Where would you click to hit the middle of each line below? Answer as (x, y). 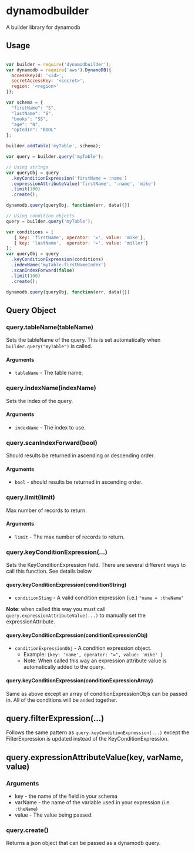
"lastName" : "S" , (33, 113)
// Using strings (27, 167)
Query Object (31, 310)
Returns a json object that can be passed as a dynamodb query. (83, 843)
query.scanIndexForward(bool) (52, 442)
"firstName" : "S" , (34, 108)
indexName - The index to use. (50, 427)
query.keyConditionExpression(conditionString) (66, 584)
